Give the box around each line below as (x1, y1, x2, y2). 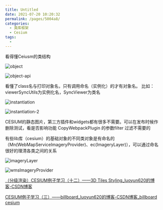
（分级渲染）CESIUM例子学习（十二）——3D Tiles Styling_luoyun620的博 (5, 177, 155, 183)
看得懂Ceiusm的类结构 (5, 53, 51, 59)
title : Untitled (5, 7, 38, 12)
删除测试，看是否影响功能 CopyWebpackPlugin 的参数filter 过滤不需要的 (5, 125, 151, 131)
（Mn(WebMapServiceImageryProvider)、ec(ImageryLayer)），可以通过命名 (5, 141, 159, 147)
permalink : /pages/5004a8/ (5, 16, 60, 21)
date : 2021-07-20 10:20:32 (5, 12, 60, 17)
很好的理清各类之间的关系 (5, 147, 57, 153)
